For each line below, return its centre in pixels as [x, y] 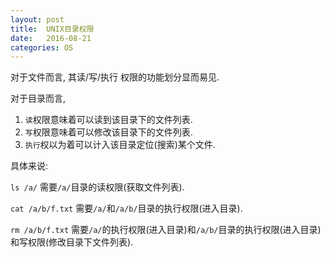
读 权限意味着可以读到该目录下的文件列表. [108, 120]
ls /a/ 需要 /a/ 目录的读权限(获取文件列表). [97, 187]
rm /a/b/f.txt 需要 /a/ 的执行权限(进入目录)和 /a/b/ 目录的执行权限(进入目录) [166, 230]
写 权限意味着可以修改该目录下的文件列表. [108, 132]
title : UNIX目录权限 [52, 29]
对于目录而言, [38, 98]
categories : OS [42, 47]
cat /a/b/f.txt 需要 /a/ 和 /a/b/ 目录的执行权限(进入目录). [126, 208]
